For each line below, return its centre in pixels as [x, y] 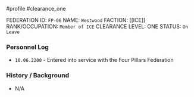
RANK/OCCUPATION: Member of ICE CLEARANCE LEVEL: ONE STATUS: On [97, 26]
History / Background [38, 76]
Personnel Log [28, 47]
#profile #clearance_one [36, 9]
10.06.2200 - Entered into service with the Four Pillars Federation [94, 60]
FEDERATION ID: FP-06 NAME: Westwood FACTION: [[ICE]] [76, 20]
